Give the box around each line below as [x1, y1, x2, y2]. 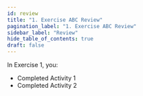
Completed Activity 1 [16, 74, 76, 82]
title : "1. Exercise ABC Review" [7, 16, 103, 23]
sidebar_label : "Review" [7, 29, 78, 36]
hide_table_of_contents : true [7, 36, 94, 43]
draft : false [7, 42, 45, 49]
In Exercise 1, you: [7, 61, 58, 69]
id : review [7, 10, 38, 17]
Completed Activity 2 [16, 82, 78, 89]
